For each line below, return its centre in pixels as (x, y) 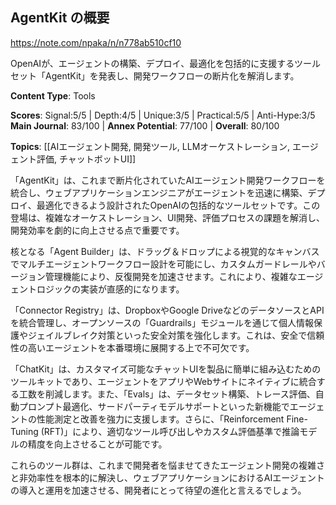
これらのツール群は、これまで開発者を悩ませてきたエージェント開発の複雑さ (167, 465)
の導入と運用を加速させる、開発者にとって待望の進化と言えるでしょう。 (158, 490)
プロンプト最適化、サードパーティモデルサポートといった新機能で (154, 406)
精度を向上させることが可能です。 (97, 444)
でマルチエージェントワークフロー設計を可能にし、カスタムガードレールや (163, 264)
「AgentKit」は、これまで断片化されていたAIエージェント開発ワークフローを (168, 180)
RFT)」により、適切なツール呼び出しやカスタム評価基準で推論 (171, 431)
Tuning (24, 431)
